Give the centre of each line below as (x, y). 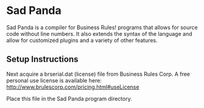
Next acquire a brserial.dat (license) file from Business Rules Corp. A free (98, 74)
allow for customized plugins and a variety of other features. (82, 40)
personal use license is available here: (54, 80)
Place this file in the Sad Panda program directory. (69, 98)
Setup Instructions (42, 59)
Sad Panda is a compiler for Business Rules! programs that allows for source (102, 27)
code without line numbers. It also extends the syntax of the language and (99, 33)
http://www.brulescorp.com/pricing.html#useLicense (73, 87)
